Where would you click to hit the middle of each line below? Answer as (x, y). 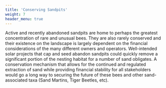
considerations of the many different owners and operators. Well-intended (81, 49)
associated (16, 80)
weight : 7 (15, 14)
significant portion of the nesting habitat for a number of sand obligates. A (81, 59)
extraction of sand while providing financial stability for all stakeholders (78, 70)
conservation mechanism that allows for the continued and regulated (76, 64)
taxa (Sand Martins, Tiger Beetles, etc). (69, 80)
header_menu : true (24, 19)
